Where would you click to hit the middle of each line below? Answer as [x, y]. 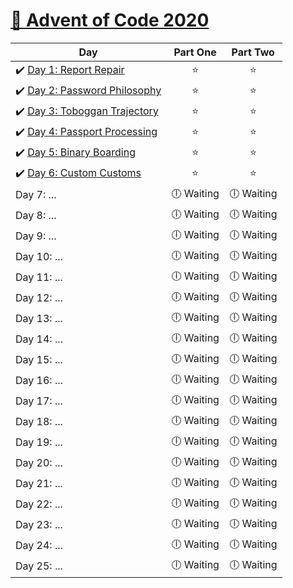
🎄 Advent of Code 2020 [110, 20]
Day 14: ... [39, 339]
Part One [195, 52]
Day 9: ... [36, 236]
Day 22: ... [39, 504]
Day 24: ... [39, 546]
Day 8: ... [36, 216]
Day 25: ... [39, 566]
